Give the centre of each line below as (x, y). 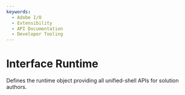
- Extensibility (32, 23)
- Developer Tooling (37, 34)
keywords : (19, 12)
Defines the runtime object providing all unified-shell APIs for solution (92, 81)
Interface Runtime (52, 64)
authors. (17, 87)
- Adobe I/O (27, 17)
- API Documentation (37, 29)
